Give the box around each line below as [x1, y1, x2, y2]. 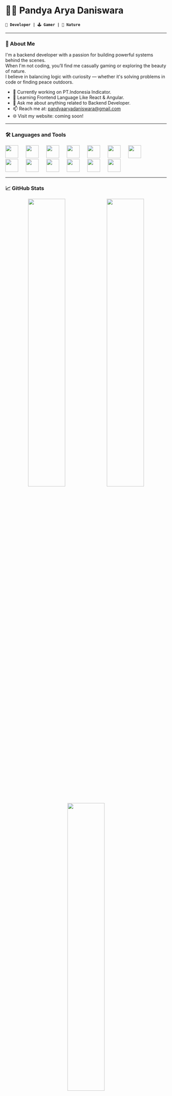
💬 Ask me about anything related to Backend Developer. [12, 100, 131, 106]
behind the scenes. [5, 57, 46, 64]
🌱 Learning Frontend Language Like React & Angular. [12, 94, 124, 100]
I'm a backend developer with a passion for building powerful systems [5, 52, 154, 58]
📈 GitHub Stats [5, 185, 45, 192]
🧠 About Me [5, 40, 35, 47]
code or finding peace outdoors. [5, 79, 74, 85]
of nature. [5, 68, 26, 74]
